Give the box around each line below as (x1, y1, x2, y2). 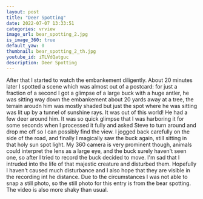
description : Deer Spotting (6, 59, 78, 66)
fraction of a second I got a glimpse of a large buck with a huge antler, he (6, 89, 190, 96)
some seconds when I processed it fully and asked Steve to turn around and (6, 121, 197, 129)
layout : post (6, 8, 39, 15)
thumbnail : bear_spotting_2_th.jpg (6, 49, 96, 55)
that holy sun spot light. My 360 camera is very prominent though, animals (6, 141, 192, 148)
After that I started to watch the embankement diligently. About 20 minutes (6, 76, 193, 84)
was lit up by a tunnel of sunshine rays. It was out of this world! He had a (6, 109, 188, 116)
